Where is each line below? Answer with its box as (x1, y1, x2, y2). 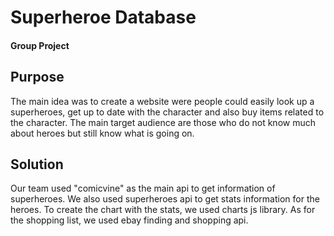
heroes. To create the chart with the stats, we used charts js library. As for (10, 204, 316, 216)
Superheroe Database (10, 6, 197, 29)
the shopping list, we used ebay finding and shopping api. (10, 214, 249, 226)
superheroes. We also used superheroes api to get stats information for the (10, 193, 320, 205)
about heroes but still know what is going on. (10, 127, 195, 139)
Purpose (10, 69, 65, 86)
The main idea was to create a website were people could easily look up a (10, 95, 315, 107)
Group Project (10, 39, 70, 51)
